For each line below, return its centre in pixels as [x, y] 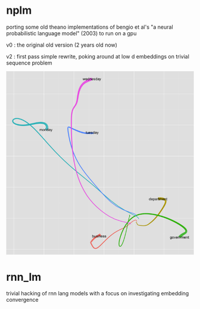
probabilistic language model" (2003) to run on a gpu [71, 33]
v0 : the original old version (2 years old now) [62, 45]
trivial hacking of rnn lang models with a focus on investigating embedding [98, 293]
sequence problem [29, 63]
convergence [22, 300]
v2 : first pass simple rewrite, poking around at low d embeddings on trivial [98, 56]
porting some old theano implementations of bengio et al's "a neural [90, 27]
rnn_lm [24, 277]
